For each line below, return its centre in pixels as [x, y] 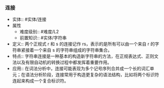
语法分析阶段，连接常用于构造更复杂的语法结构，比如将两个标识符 [92, 75]
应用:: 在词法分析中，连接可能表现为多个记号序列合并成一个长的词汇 [81, 69]
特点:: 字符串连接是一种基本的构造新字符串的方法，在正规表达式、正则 [83, 56]
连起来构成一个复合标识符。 [40, 81]
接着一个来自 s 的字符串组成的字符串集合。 [69, 50]
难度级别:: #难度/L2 [39, 32]
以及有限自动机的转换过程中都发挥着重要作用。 [64, 62]
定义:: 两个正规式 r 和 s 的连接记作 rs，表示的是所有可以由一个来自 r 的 [83, 44]
